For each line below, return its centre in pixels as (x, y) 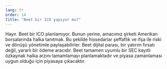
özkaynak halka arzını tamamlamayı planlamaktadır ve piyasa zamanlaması (84, 56)
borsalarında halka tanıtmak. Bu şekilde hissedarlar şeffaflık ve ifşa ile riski (83, 39)
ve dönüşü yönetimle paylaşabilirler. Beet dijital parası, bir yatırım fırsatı (80, 45)
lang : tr (15, 10)
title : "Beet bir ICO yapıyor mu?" (43, 19)
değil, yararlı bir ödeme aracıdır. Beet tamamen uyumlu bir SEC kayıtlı (78, 50)
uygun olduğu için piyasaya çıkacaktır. (45, 61)
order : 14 (16, 15)
